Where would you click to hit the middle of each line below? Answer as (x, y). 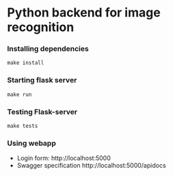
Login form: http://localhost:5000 (64, 158)
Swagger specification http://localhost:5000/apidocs (91, 166)
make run (19, 94)
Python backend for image (84, 13)
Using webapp (31, 143)
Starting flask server (42, 80)
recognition (41, 27)
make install (26, 63)
